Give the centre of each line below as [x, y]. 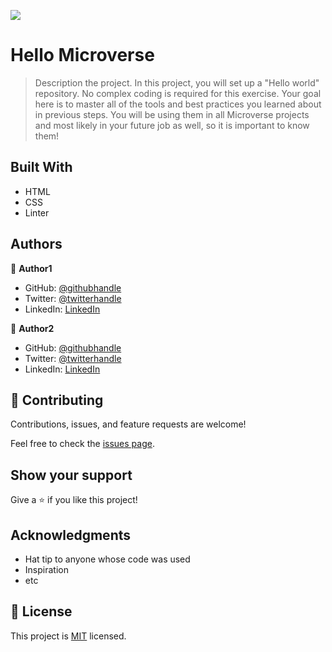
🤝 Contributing [57, 400]
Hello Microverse [82, 55]
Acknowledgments [71, 535]
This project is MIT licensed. [68, 636]
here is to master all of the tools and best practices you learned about [178, 104]
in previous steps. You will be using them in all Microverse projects [172, 114]
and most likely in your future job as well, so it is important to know [172, 125]
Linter [37, 212]
